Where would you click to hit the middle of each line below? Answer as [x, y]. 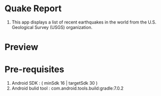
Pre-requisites [34, 70]
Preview [22, 47]
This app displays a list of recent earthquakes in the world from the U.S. [84, 22]
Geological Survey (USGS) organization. [52, 27]
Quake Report [33, 9]
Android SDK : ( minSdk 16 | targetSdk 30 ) [55, 83]
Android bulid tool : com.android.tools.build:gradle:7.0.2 [68, 88]
